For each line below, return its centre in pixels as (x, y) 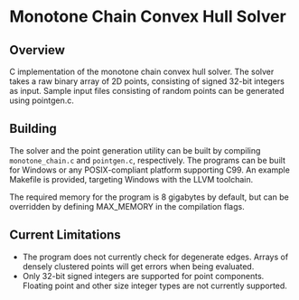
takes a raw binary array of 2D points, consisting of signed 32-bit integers (147, 81)
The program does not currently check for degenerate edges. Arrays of (155, 257)
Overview (37, 50)
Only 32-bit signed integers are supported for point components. (143, 276)
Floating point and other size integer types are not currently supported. (154, 286)
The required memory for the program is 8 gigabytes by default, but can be (149, 197)
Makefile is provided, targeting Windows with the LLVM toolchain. (131, 179)
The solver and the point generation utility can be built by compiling (135, 150)
